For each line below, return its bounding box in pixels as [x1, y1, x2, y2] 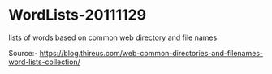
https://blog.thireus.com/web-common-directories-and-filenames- [39, 48, 264, 58]
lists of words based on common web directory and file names [8, 33, 218, 42]
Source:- [8, 48, 38, 58]
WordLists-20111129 [8, 6, 147, 24]
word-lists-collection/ [8, 57, 81, 67]
